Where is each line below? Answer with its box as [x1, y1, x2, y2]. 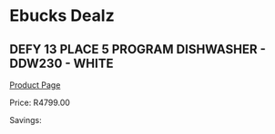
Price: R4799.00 [9, 97, 71, 108]
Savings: [9, 115, 43, 125]
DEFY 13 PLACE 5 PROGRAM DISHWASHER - [9, 42, 267, 57]
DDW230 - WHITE [9, 55, 114, 71]
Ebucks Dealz [9, 5, 116, 26]
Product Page [9, 80, 61, 91]
